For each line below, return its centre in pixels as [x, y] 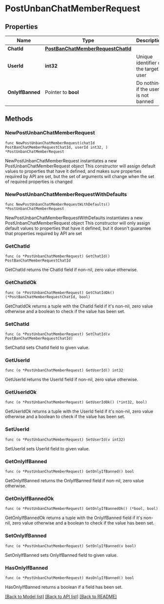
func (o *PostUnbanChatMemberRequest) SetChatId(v [58, 334]
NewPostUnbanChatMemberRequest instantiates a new [61, 160]
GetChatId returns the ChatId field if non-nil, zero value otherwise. [72, 270]
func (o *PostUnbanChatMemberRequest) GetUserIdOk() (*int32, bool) [76, 402]
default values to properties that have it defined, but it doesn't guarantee [78, 228]
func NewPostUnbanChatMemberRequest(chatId [50, 143]
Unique [144, 57]
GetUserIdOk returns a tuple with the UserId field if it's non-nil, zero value [79, 411]
